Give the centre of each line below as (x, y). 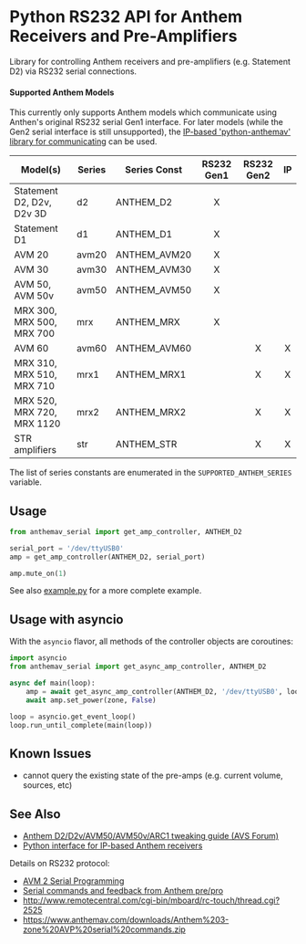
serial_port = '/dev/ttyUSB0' (67, 548)
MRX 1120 (37, 424)
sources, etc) (47, 785)
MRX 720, (36, 413)
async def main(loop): (52, 683)
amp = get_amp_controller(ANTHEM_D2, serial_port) (107, 557)
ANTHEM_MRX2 (151, 413)
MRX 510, (36, 374)
